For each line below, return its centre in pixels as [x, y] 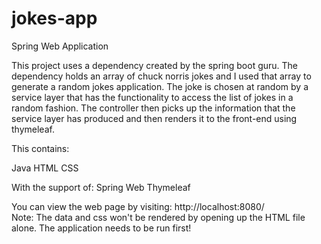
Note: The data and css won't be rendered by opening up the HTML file [158, 217]
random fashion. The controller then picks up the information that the [153, 108]
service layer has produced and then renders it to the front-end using [154, 118]
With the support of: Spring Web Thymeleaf [101, 187]
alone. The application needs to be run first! [101, 228]
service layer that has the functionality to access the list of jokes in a [152, 97]
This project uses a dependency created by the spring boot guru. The [155, 65]
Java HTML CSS [45, 168]
